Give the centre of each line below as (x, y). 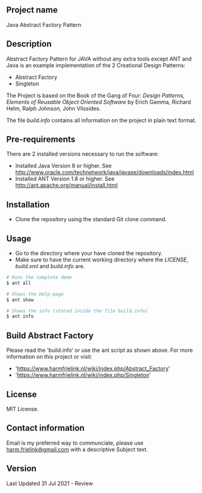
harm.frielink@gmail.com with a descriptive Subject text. (77, 449)
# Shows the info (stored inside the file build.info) (77, 311)
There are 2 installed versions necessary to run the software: (83, 154)
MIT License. (23, 409)
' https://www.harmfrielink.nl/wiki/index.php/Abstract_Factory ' (92, 368)
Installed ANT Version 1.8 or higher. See (65, 179)
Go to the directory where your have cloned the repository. (89, 254)
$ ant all (19, 283)
